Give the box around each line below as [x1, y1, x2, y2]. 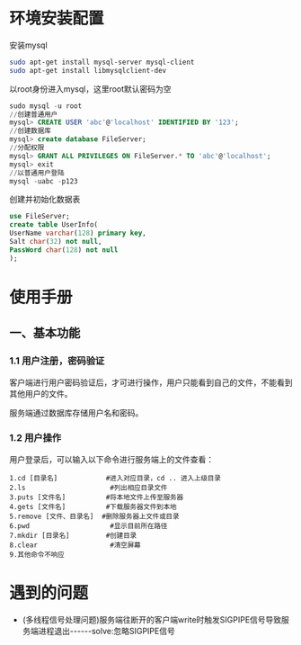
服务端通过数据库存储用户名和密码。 [9, 407, 144, 418]
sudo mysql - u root [9, 101, 83, 111]
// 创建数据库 [9, 127, 51, 136]
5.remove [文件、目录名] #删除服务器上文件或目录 [9, 512, 180, 521]
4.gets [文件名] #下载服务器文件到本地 [9, 502, 177, 511]
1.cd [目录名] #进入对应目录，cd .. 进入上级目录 [9, 473, 222, 482]
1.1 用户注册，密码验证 [9, 354, 105, 367]
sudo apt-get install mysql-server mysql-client [9, 58, 195, 67]
